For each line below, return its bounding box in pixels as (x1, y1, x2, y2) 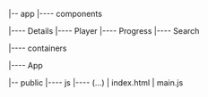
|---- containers (8, 43, 68, 53)
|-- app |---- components (8, 9, 102, 19)
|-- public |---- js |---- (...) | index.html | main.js (8, 77, 184, 88)
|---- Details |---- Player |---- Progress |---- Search (8, 26, 200, 36)
